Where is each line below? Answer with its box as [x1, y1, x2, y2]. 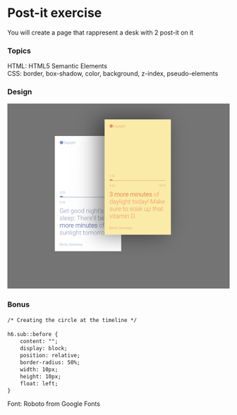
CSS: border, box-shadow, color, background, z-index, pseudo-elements [7, 69, 219, 78]
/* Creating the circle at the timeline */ [7, 316, 138, 323]
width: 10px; [20, 366, 59, 373]
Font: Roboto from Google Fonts [7, 399, 101, 408]
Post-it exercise [7, 5, 102, 21]
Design [7, 87, 32, 97]
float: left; [20, 380, 59, 387]
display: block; [20, 345, 68, 352]
